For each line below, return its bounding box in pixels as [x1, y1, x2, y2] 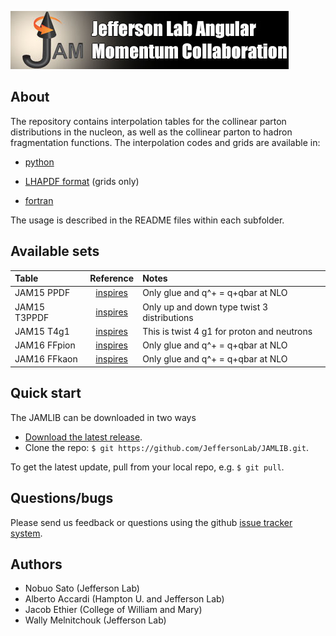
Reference [89, 272, 135, 285]
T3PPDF [14, 311, 50, 323]
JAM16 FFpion [14, 339, 76, 351]
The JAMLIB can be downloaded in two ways [10, 411, 197, 423]
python [24, 156, 55, 168]
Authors [10, 556, 63, 573]
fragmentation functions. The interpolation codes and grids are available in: [10, 136, 321, 148]
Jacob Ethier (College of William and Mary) [24, 604, 203, 616]
